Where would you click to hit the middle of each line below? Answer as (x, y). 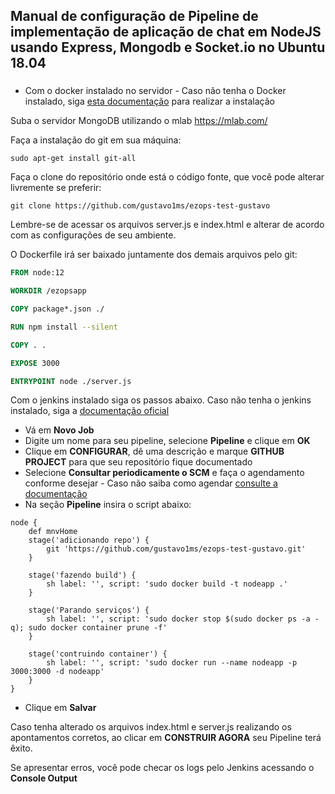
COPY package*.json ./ (57, 309)
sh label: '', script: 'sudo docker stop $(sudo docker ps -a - (183, 619)
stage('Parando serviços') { (89, 610)
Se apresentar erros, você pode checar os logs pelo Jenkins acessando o (162, 768)
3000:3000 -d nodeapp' (57, 672)
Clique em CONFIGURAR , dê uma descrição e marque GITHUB (154, 451)
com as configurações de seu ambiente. (93, 235)
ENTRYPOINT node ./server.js (71, 381)
